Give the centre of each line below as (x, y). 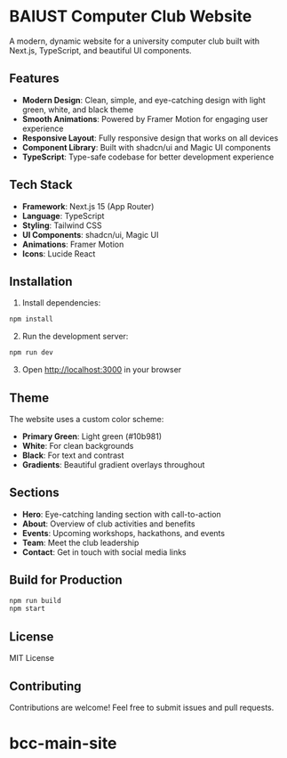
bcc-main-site (63, 743)
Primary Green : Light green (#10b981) (92, 436)
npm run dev (31, 353)
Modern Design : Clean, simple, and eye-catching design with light (144, 100)
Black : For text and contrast (73, 455)
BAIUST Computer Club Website (131, 16)
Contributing (45, 686)
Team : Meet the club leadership (80, 542)
